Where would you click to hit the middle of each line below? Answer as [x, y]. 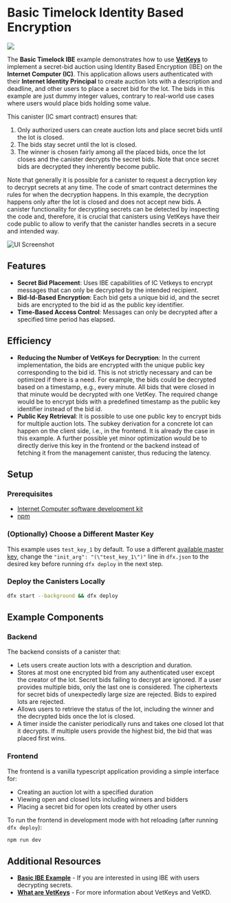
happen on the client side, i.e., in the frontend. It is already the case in [116, 430]
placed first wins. [42, 738]
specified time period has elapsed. [66, 319]
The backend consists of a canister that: [64, 652]
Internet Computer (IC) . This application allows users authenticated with [110, 74]
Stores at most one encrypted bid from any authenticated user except [116, 672]
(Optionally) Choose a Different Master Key [81, 534]
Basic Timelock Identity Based [96, 13]
